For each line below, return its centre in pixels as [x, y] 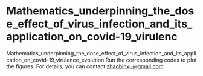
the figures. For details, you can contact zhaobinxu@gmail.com [85, 66]
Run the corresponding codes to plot [151, 60]
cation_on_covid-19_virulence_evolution [55, 60]
